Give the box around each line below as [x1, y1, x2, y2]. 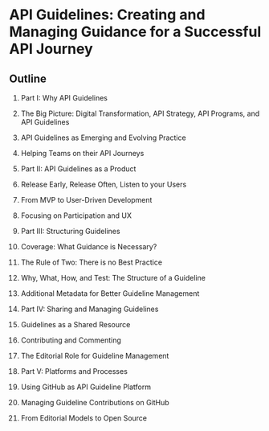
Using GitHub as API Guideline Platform [20, 382, 152, 392]
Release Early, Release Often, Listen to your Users [20, 179, 187, 189]
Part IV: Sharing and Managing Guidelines [20, 304, 159, 314]
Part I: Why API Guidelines [20, 93, 108, 102]
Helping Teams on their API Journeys [20, 149, 145, 158]
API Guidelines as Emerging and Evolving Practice [20, 133, 187, 142]
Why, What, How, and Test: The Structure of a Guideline [20, 273, 206, 282]
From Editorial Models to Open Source [20, 413, 148, 423]
